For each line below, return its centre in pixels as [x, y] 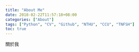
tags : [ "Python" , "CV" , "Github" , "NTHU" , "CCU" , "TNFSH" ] [70, 24]
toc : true [16, 29]
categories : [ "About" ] [30, 19]
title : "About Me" [25, 10]
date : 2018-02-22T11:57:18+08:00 [41, 15]
